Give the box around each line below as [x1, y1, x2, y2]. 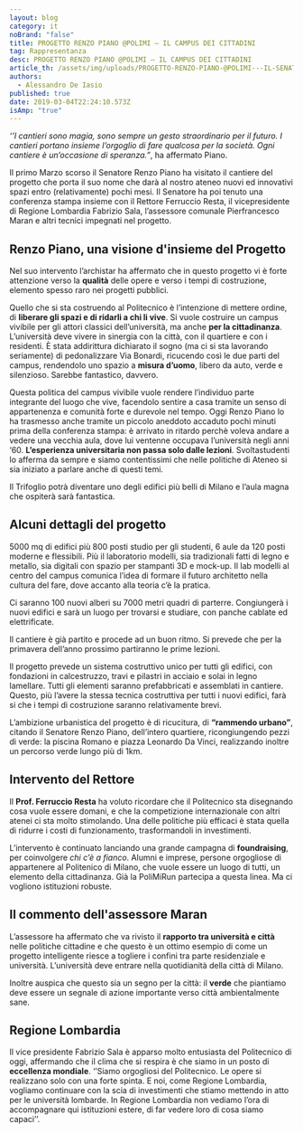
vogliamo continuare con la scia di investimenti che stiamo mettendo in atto [9, 1085, 289, 1096]
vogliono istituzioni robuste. [9, 881, 113, 892]
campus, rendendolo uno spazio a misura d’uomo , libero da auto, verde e [9, 360, 283, 371]
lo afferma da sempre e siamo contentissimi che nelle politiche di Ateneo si [9, 454, 288, 466]
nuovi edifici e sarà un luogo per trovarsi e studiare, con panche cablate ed [9, 607, 289, 618]
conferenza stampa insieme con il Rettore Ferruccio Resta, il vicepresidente [9, 196, 290, 207]
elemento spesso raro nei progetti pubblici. [9, 285, 170, 296]
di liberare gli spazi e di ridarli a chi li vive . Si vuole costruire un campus [9, 312, 279, 323]
